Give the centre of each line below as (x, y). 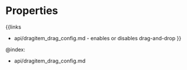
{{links (14, 27)
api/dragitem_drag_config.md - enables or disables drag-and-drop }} (98, 38)
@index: (16, 49)
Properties (32, 11)
